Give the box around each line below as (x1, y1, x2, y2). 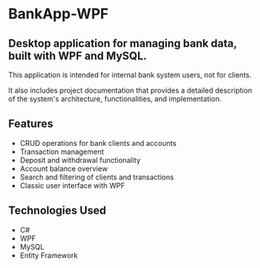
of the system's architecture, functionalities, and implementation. (8, 94, 222, 104)
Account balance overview (19, 164, 108, 173)
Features (8, 117, 53, 131)
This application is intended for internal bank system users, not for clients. (8, 70, 252, 80)
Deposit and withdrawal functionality (19, 155, 141, 164)
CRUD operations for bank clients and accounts (19, 138, 177, 148)
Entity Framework (19, 250, 78, 260)
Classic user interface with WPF (19, 180, 125, 190)
